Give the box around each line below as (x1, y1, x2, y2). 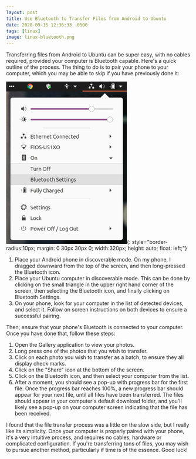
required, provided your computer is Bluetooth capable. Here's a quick (6, 58, 177, 65)
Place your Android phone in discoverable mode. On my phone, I (14, 256, 171, 263)
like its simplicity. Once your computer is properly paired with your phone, (6, 428, 185, 435)
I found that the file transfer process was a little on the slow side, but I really (6, 421, 190, 428)
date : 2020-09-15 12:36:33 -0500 (6, 22, 88, 28)
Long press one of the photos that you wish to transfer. (14, 347, 148, 355)
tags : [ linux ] (6, 28, 41, 34)
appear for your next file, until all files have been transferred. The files (14, 391, 184, 398)
